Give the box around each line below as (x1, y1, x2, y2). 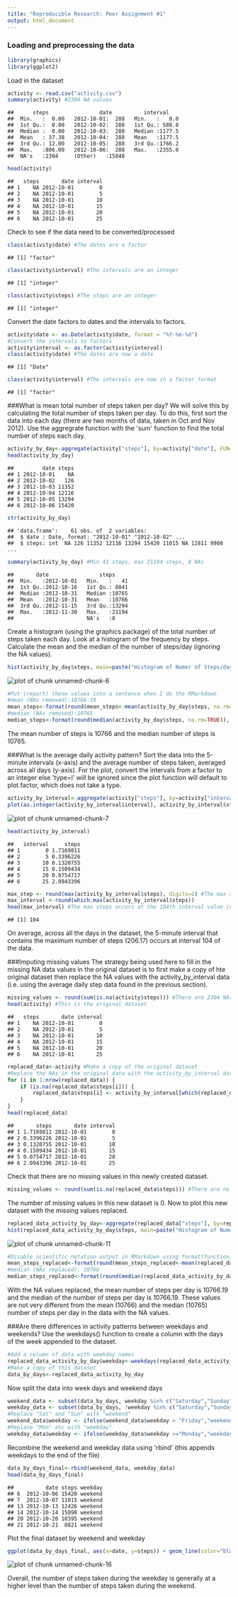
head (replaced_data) (7, 1110, 69, 1117)
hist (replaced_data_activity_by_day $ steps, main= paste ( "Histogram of (7, 1226, 217, 1233)
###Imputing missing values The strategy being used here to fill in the (7, 958, 212, 966)
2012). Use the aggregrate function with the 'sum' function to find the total (7, 424, 225, 433)
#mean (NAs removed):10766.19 (7, 697, 97, 704)
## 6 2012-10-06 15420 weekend (7, 1490, 103, 1498)
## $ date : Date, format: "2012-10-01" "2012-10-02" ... (7, 534, 186, 541)
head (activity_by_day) (7, 452, 74, 459)
